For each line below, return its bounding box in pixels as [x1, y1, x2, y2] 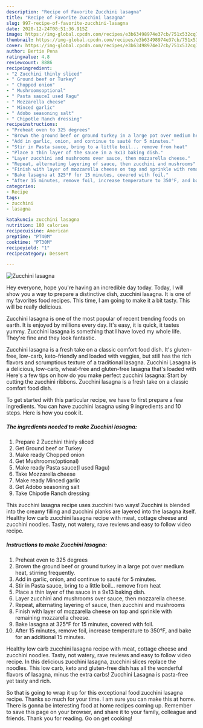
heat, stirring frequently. [14, 569, 76, 577]
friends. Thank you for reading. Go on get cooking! [6, 715, 133, 722]
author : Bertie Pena [6, 48, 59, 54]
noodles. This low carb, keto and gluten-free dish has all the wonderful [6, 664, 183, 672]
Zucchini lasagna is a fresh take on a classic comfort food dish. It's [6, 346, 173, 353]
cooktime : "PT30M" [6, 239, 53, 245]
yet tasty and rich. [6, 677, 51, 684]
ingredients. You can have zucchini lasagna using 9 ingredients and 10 [6, 403, 181, 410]
